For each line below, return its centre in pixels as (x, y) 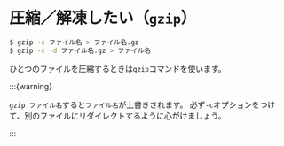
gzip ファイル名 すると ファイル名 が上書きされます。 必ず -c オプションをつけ (142, 104)
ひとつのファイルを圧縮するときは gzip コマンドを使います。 (118, 68)
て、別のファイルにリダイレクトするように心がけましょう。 (118, 115)
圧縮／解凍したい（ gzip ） (103, 18)
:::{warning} (31, 86)
